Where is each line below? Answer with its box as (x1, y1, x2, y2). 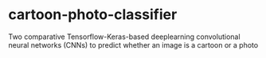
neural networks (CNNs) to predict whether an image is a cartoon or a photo (8, 40, 259, 49)
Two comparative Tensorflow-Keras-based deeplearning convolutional (8, 32, 241, 41)
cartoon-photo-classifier (8, 6, 178, 24)
